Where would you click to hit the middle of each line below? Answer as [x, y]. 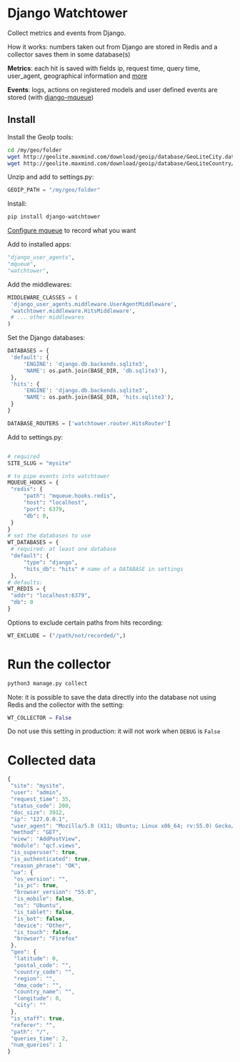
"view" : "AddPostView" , [46, 839]
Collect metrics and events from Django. [67, 33]
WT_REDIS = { [27, 589]
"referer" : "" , [33, 1025]
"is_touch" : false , [43, 932]
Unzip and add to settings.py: [51, 177]
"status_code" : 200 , [41, 805]
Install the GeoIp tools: [40, 137]
